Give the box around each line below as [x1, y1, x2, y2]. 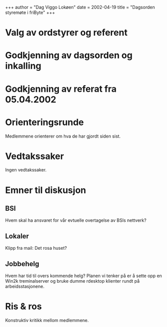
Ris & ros [5, 301, 42, 312]
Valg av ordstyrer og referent [5, 27, 128, 38]
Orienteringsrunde [5, 117, 84, 128]
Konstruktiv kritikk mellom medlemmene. [5, 318, 89, 323]
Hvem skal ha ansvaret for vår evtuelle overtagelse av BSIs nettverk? [5, 217, 147, 223]
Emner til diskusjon [5, 184, 86, 196]
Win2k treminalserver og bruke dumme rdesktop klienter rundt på [5, 278, 140, 284]
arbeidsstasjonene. [5, 284, 45, 290]
